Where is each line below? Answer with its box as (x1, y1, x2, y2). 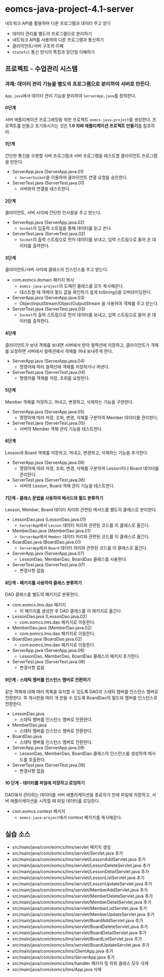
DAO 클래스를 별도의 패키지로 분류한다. (5, 591, 80, 598)
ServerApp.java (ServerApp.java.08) (12, 648, 85, 653)
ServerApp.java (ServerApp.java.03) (12, 295, 85, 301)
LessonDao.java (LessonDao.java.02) (12, 613, 87, 620)
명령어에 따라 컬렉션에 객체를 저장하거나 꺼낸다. (19, 364, 110, 370)
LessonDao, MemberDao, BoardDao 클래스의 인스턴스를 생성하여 (19, 750, 147, 756)
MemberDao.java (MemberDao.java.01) (12, 528, 91, 534)
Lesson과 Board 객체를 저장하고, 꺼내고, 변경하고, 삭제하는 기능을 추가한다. (5, 450, 149, 456)
